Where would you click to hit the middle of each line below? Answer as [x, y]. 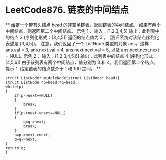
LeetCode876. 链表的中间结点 [67, 10]
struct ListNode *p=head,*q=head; [41, 82]
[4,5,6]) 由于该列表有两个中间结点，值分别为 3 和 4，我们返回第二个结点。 [82, 62]
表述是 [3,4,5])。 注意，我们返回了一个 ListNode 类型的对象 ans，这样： [79, 43]
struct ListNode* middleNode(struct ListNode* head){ [63, 78]
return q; [16, 148]
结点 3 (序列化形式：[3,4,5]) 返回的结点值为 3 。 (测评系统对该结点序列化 [84, 37]
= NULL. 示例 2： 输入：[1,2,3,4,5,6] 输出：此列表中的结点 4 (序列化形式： [81, 56]
